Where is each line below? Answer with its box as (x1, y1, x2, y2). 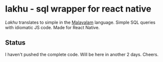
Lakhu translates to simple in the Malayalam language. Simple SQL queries (5, 19, 156, 25)
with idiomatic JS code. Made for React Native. (5, 24, 100, 30)
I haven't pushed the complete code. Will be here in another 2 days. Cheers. (5, 51, 159, 57)
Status (5, 39, 26, 47)
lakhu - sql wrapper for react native (5, 3, 152, 15)
